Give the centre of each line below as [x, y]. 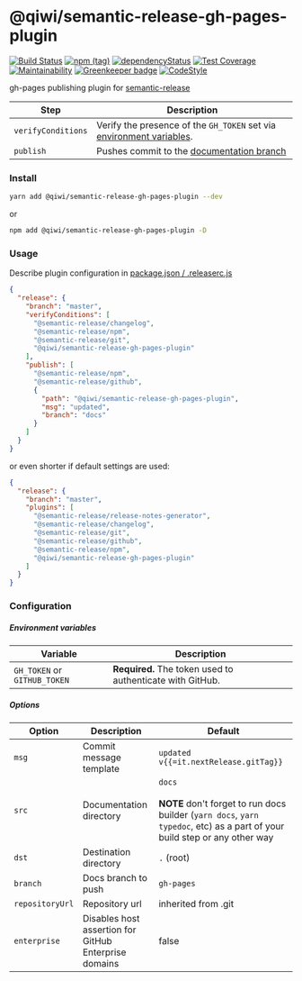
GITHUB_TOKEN [42, 681]
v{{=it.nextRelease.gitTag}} [221, 762]
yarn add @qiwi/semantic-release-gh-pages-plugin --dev [116, 197]
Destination [107, 852]
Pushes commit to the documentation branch [191, 150]
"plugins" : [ [50, 508]
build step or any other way [216, 838]
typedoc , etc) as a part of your [222, 826]
